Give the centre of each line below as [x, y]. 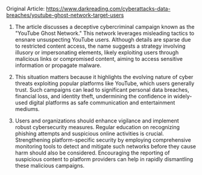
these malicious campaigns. [50, 166]
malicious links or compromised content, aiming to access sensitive [99, 59]
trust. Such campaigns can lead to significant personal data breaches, [102, 90]
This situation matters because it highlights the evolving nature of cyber [104, 77]
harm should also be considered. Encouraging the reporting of [92, 153]
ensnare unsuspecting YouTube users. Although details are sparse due [103, 40]
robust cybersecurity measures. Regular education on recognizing [97, 127]
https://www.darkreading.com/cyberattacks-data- [108, 9]
